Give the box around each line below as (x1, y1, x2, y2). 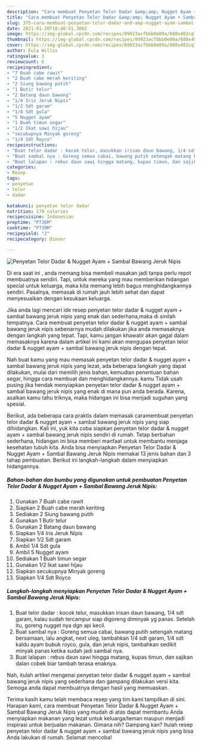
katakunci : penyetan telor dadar (7, 202, 90, 209)
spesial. (7, 400, 26, 407)
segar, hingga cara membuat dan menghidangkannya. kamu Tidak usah (7, 374, 183, 382)
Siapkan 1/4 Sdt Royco (15, 574, 71, 581)
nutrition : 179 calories (7, 208, 69, 214)
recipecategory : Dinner (7, 236, 66, 242)
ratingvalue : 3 (7, 53, 45, 59)
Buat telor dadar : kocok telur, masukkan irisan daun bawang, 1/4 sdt (15, 609, 184, 616)
